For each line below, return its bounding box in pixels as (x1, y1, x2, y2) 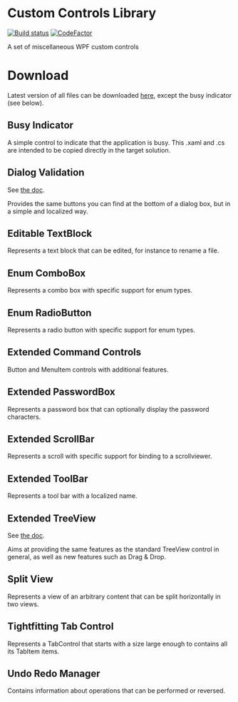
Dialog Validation (7, 166, 85, 179)
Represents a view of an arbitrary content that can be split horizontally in (7, 592, 221, 601)
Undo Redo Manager (7, 668, 101, 680)
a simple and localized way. (7, 207, 88, 215)
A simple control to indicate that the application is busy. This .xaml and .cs (7, 138, 225, 147)
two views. (7, 599, 39, 608)
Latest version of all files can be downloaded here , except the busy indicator (7, 91, 232, 99)
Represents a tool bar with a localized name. (7, 492, 138, 500)
